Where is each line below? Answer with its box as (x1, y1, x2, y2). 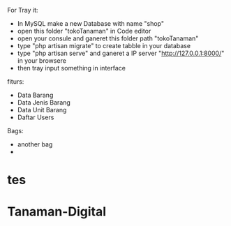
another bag (17, 140, 53, 149)
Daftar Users (17, 113, 54, 121)
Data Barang (17, 91, 54, 99)
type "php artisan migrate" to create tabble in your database (17, 42, 191, 50)
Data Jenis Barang (17, 98, 71, 107)
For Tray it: (7, 6, 38, 14)
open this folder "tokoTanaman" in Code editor (17, 27, 151, 35)
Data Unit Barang (17, 106, 67, 114)
